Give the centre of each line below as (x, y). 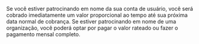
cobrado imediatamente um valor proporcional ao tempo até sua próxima (97, 15)
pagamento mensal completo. (43, 34)
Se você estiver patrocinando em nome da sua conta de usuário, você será (100, 9)
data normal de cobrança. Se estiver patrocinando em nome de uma (91, 21)
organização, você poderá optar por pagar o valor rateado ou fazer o (92, 28)
